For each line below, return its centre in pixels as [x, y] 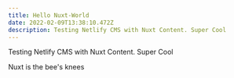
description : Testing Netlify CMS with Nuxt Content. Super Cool [117, 30]
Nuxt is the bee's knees [46, 67]
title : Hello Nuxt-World [49, 15]
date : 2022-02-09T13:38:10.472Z [61, 23]
